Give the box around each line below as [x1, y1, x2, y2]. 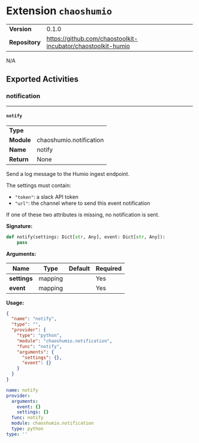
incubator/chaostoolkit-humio [46, 41, 130, 50]
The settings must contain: [6, 182, 72, 189]
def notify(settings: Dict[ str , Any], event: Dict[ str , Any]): [6, 234, 166, 240]
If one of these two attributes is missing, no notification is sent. [6, 211, 160, 218]
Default [69, 264, 90, 272]
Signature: [6, 222, 33, 229]
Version [9, 25, 32, 33]
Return [9, 155, 29, 163]
